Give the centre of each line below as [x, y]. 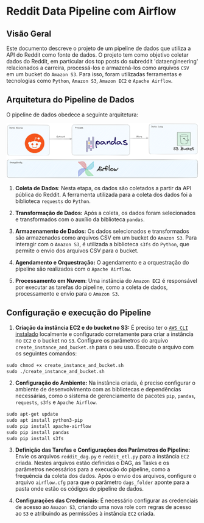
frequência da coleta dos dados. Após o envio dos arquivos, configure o [106, 475]
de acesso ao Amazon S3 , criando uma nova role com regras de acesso [103, 507]
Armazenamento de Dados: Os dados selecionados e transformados [102, 231]
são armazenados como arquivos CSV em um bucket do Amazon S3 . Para [106, 238]
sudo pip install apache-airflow [49, 426]
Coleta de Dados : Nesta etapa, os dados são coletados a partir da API [103, 188]
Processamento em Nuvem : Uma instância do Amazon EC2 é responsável [106, 281]
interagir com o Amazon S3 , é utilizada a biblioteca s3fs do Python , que [102, 244]
